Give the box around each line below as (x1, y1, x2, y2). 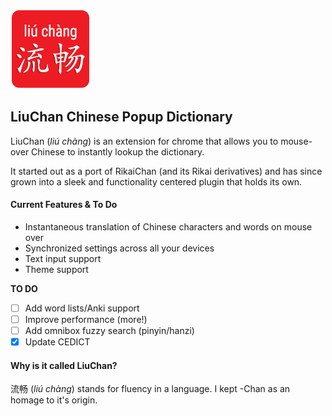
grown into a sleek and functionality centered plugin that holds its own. (10, 175, 303, 188)
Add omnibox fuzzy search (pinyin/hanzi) (24, 325, 195, 337)
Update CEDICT (24, 336, 91, 348)
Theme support (24, 264, 89, 276)
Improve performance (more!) (24, 314, 148, 326)
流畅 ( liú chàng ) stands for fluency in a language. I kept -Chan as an (10, 383, 291, 395)
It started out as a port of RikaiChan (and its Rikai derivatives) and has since (10, 165, 323, 177)
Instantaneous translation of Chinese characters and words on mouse (24, 221, 313, 233)
